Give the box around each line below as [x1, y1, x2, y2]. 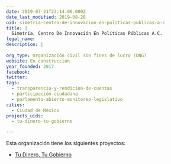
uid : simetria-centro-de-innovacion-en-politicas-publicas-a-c [6, 19, 166, 25]
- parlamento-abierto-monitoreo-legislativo [11, 96, 123, 102]
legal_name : [6, 36, 36, 42]
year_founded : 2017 [6, 63, 54, 70]
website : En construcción [6, 58, 70, 64]
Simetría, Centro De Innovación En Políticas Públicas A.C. [11, 31, 163, 37]
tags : [6, 80, 20, 86]
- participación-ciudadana [11, 91, 78, 97]
